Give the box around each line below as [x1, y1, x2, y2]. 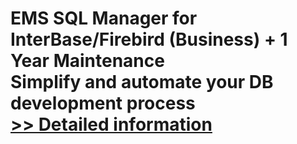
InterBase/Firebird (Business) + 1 [10, 28, 288, 51]
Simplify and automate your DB [10, 71, 274, 94]
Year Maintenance [10, 50, 165, 72]
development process [10, 92, 196, 115]
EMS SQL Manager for [10, 7, 198, 30]
